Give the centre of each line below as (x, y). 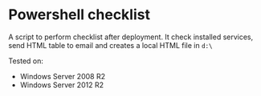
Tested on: (26, 61)
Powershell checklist (80, 15)
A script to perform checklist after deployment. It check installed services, (131, 37)
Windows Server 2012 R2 (62, 85)
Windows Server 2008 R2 (63, 76)
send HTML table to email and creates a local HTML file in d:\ (110, 45)
